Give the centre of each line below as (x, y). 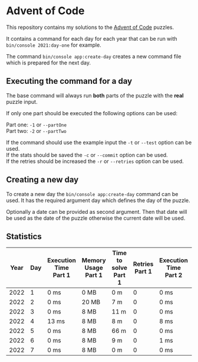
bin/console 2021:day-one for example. (54, 45)
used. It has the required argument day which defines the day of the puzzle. (98, 200)
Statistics (24, 237)
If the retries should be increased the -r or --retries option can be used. (95, 161)
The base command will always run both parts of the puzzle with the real (95, 95)
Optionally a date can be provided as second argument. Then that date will (97, 211)
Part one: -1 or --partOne (36, 125)
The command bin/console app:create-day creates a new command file (94, 56)
